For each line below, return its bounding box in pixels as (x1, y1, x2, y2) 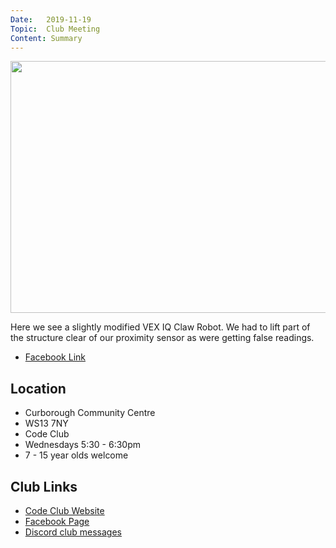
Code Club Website (24, 505, 105, 516)
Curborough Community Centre (24, 407, 156, 419)
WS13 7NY (24, 417, 69, 430)
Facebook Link (24, 351, 86, 363)
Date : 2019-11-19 (10, 14, 92, 25)
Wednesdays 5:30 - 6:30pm (24, 439, 142, 451)
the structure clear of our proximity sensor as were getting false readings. (10, 332, 315, 344)
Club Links (10, 478, 78, 495)
